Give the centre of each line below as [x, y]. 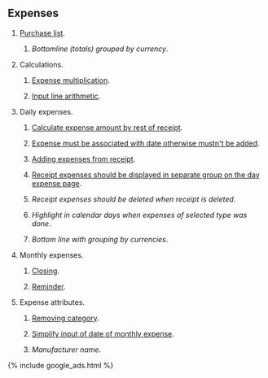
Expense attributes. [52, 302]
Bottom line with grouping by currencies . [100, 239]
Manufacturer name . [66, 350]
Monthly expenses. [51, 254]
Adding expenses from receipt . [83, 159]
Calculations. [41, 64]
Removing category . [65, 318]
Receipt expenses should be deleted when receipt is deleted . [134, 199]
